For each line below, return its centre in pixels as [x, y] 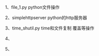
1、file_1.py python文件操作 [33, 7]
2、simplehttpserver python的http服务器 [46, 18]
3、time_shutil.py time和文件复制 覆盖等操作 [50, 28]
